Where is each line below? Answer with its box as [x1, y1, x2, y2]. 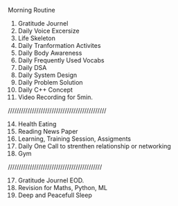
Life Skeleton [17, 34, 56, 42]
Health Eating [17, 120, 57, 128]
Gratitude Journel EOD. [17, 176, 84, 184]
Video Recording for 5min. [17, 93, 93, 101]
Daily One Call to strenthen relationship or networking [17, 142, 172, 150]
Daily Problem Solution [17, 78, 83, 86]
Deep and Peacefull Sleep [17, 191, 93, 199]
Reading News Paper [17, 128, 78, 135]
